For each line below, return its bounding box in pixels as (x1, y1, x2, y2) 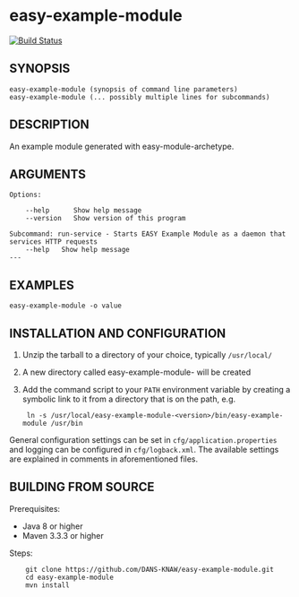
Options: (9, 190, 42, 200)
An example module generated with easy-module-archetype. (9, 141, 235, 151)
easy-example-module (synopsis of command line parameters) (9, 84, 239, 94)
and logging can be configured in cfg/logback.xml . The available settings (9, 445, 279, 454)
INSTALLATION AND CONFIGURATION (9, 325, 226, 341)
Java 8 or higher (21, 521, 83, 532)
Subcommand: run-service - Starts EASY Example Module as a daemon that (9, 229, 286, 238)
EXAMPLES (9, 277, 74, 292)
